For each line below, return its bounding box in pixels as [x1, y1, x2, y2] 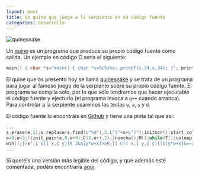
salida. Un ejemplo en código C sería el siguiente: [6, 54, 127, 61]
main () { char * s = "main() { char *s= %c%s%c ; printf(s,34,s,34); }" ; [6, 65, 179, 71]
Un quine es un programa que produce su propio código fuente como [6, 47, 176, 55]
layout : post [6, 8, 38, 15]
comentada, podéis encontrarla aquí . [6, 163, 97, 170]
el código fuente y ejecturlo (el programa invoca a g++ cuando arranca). [6, 95, 181, 102]
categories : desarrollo [6, 20, 65, 25]
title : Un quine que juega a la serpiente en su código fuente [6, 14, 166, 20]
